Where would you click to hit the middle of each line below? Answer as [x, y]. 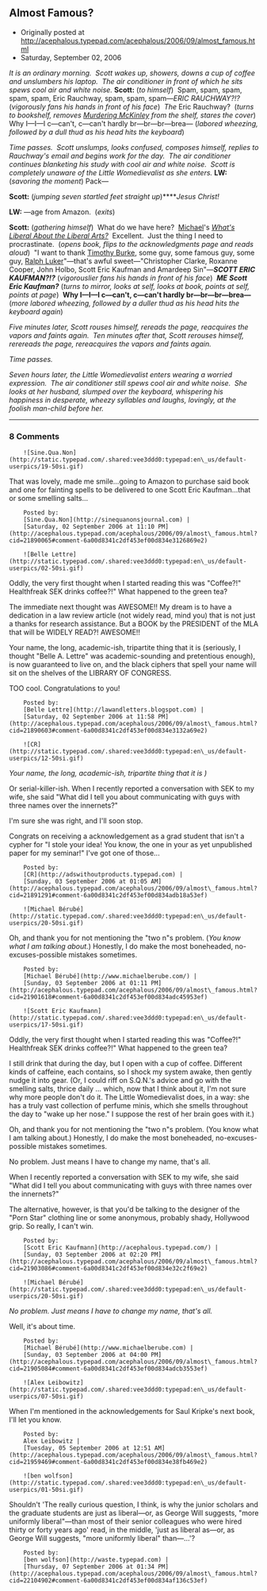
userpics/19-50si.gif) [46, 467]
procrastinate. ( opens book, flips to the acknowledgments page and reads [132, 244]
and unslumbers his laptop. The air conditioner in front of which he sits [126, 81]
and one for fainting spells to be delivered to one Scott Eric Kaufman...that [130, 490]
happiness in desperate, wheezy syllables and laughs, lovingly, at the [123, 399]
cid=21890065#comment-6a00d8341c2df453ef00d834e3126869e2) [109, 541]
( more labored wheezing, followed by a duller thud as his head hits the [124, 303]
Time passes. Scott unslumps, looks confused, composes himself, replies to [134, 147]
